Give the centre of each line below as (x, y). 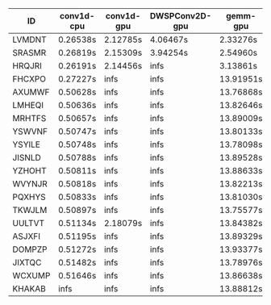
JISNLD (27, 158)
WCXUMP (31, 276)
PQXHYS (29, 197)
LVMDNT (29, 40)
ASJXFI (27, 236)
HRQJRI (27, 66)
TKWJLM (30, 210)
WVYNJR (30, 184)
